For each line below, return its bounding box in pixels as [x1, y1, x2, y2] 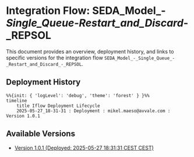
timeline [6, 98, 27, 104]
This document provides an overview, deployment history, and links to [6, 48, 174, 55]
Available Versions [6, 129, 76, 139]
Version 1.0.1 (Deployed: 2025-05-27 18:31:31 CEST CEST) [14, 144, 154, 151]
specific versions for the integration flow [6, 54, 103, 61]
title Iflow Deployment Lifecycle [16, 103, 100, 109]
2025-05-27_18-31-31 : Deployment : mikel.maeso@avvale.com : [16, 108, 171, 114]
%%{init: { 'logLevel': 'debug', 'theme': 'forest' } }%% [6, 92, 150, 98]
